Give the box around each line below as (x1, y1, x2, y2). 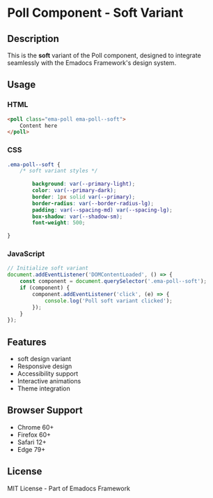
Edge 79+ (17, 445, 46, 453)
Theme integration (17, 384, 71, 393)
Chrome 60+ (17, 423, 54, 431)
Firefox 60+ (17, 430, 51, 439)
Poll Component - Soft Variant (7, 5, 184, 21)
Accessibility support (17, 369, 79, 378)
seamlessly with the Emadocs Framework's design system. (7, 59, 177, 67)
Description (7, 33, 59, 45)
